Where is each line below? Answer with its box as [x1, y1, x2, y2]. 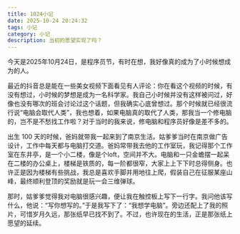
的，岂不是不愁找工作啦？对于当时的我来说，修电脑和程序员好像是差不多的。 [7, 117, 233, 126]
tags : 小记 [7, 24, 38, 31]
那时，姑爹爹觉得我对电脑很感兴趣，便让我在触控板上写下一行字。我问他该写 [7, 192, 233, 200]
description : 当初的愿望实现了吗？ [7, 37, 102, 44]
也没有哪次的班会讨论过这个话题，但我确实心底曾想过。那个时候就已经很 [13, 99, 226, 108]
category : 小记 [7, 30, 51, 38]
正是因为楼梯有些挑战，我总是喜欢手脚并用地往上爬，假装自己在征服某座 [13, 168, 226, 177]
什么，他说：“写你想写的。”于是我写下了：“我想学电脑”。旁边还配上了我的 [7, 201, 222, 210]
